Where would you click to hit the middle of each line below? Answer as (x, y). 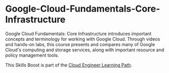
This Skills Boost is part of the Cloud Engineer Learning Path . (69, 65)
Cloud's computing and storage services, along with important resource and (85, 50)
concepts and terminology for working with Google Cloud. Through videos (83, 39)
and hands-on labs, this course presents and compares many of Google (80, 44)
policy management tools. (32, 55)
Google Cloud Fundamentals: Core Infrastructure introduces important (78, 33)
